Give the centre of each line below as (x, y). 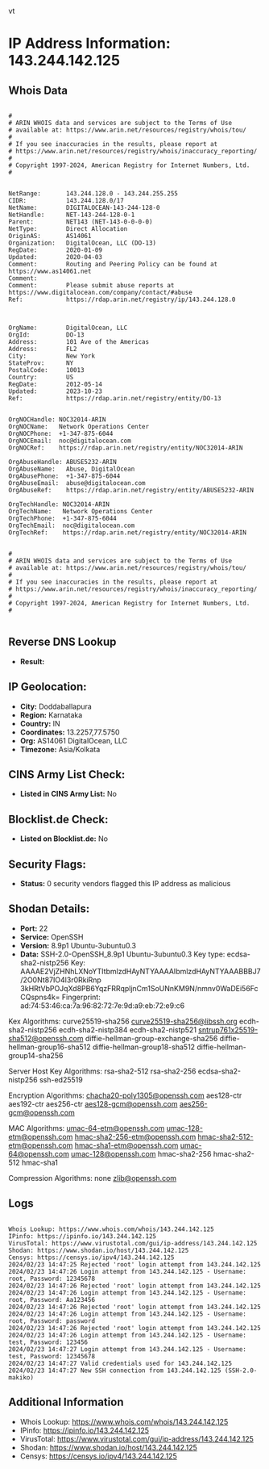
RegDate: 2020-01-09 (56, 250)
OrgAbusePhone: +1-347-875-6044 (64, 476)
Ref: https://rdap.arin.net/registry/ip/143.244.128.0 (122, 299)
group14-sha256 (36, 1055)
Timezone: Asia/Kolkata (60, 749)
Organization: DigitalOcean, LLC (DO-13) (83, 243)
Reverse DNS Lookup (62, 642)
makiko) (21, 1377)
